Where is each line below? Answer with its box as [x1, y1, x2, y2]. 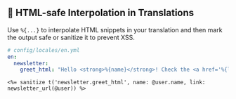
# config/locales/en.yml [7, 46, 80, 53]
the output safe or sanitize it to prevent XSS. [7, 33, 135, 41]
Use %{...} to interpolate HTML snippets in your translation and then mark [7, 25, 223, 34]
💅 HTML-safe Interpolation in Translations [7, 7, 195, 19]
